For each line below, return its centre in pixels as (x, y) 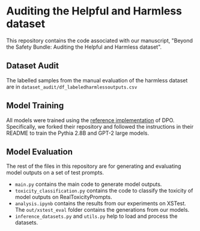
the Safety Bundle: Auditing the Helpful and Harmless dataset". (84, 47)
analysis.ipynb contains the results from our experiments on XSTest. (100, 203)
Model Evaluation (40, 152)
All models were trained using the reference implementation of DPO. (90, 120)
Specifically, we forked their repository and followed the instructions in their (100, 126)
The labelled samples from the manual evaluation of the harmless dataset (97, 80)
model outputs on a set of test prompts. (55, 173)
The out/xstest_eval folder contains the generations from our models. (102, 210)
